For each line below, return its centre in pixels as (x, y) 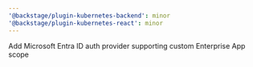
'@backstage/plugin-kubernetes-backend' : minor (90, 16)
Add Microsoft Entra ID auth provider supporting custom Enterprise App (127, 45)
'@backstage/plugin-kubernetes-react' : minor (86, 23)
